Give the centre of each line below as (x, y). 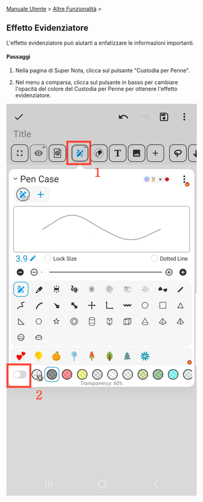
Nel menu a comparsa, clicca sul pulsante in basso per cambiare (97, 83)
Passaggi (18, 57)
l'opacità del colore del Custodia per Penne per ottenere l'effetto (96, 89)
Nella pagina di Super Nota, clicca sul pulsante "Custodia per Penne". (103, 70)
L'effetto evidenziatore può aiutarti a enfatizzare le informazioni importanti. (100, 43)
